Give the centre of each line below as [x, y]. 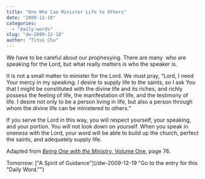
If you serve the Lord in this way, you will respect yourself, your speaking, [99, 120]
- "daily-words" [32, 29]
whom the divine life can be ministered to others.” [69, 108]
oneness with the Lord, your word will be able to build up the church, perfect [103, 133]
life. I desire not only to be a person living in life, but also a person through [100, 102]
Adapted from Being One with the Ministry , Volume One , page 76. [88, 151]
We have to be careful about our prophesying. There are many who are [96, 58]
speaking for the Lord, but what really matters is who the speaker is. [92, 64]
